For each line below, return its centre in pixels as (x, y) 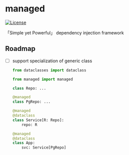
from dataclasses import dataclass (49, 70)
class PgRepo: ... (31, 102)
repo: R (29, 125)
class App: (24, 143)
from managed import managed (43, 79)
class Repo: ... (29, 88)
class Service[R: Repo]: (38, 120)
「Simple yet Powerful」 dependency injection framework (64, 32)
